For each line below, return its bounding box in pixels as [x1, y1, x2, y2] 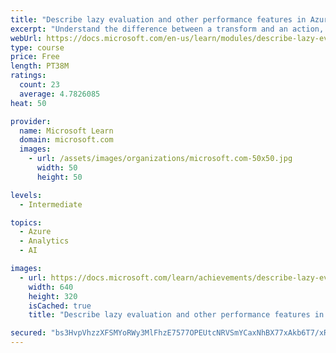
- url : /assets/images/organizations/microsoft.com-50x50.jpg [28, 154, 293, 164]
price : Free [10, 52, 60, 62]
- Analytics [19, 236, 70, 246]
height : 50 [36, 172, 83, 182]
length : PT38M [10, 61, 70, 71]
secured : [10, 328, 47, 338]
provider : [10, 116, 52, 126]
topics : [10, 217, 43, 228]
